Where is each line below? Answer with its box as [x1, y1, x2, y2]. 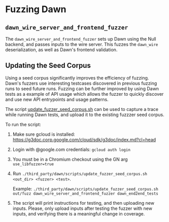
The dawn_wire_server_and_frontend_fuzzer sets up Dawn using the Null [5, 36, 156, 42]
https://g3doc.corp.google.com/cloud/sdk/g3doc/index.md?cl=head [12, 136, 156, 142]
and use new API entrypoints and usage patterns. [5, 96, 109, 102]
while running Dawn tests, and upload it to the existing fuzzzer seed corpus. [5, 112, 164, 118]
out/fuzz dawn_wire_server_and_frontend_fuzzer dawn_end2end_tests [12, 191, 158, 196]
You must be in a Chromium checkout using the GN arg [12, 156, 128, 162]
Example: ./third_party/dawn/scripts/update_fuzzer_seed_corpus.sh [12, 186, 158, 192]
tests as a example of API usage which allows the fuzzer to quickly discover [5, 91, 164, 97]
